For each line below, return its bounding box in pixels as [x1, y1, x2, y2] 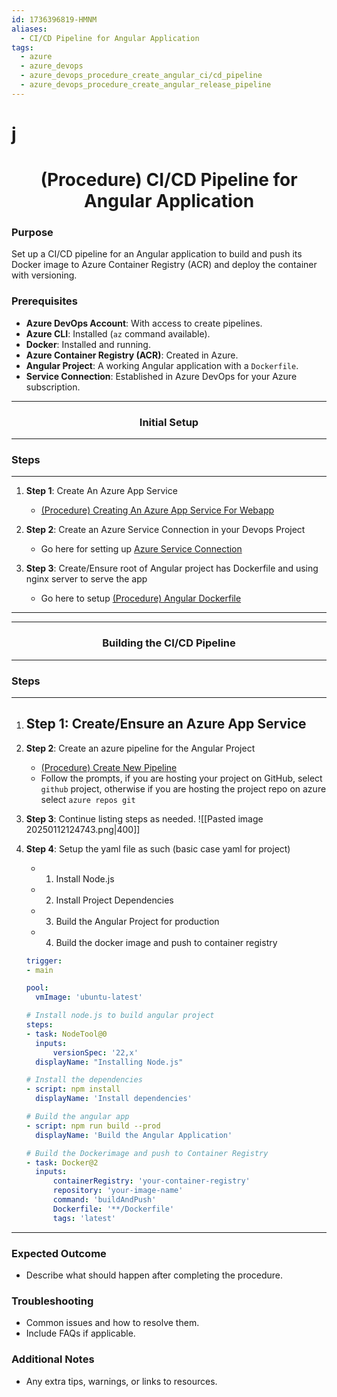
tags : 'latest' [52, 1213, 117, 1223]
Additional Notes [11, 1352, 95, 1366]
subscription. [25, 381, 81, 393]
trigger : [25, 956, 63, 966]
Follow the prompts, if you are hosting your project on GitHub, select [40, 772, 323, 784]
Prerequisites [11, 294, 78, 308]
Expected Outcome [11, 1246, 107, 1260]
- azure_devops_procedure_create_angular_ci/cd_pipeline [20, 71, 263, 81]
